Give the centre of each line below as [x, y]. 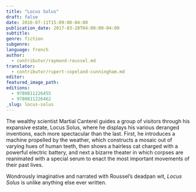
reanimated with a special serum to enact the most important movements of [98, 159]
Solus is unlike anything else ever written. [57, 182]
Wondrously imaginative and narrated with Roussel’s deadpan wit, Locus [94, 176]
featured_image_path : [33, 83]
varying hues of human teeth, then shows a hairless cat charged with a [92, 146]
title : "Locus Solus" [33, 11]
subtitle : [18, 33]
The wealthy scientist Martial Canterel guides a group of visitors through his [98, 121]
